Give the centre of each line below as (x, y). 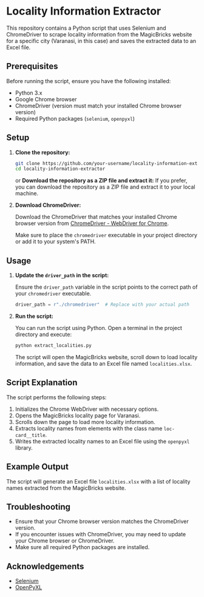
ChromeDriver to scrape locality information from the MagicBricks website (99, 34)
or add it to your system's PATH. (55, 241)
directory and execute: (43, 334)
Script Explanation (42, 383)
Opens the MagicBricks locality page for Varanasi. (78, 415)
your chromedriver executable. (53, 294)
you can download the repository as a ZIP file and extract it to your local (105, 187)
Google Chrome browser (46, 99)
